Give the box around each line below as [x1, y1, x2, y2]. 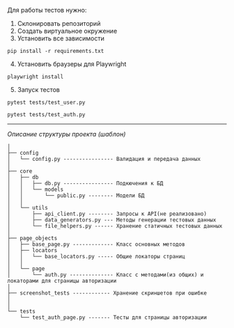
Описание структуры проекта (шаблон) [7, 130, 126, 138]
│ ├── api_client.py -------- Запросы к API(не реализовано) [7, 210, 208, 217]
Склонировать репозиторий [17, 19, 101, 27]
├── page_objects [7, 235, 58, 242]
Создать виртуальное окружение [17, 27, 118, 35]
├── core [7, 168, 33, 175]
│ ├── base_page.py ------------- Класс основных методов [7, 241, 186, 248]
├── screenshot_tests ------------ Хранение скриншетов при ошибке [7, 290, 208, 297]
